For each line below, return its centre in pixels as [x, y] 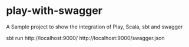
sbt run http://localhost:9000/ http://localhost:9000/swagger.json [85, 38]
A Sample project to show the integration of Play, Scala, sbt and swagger [94, 27]
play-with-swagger [54, 11]
